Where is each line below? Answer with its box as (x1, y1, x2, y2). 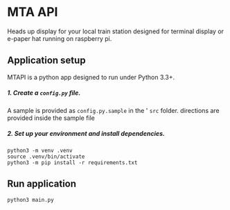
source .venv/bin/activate (7, 153, 85, 160)
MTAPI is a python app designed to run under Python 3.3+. (7, 73, 175, 81)
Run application (7, 178, 77, 190)
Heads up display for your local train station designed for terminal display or (7, 27, 224, 35)
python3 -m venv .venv (7, 147, 73, 154)
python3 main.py (7, 196, 54, 203)
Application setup (7, 55, 86, 67)
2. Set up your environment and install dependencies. (7, 130, 165, 138)
